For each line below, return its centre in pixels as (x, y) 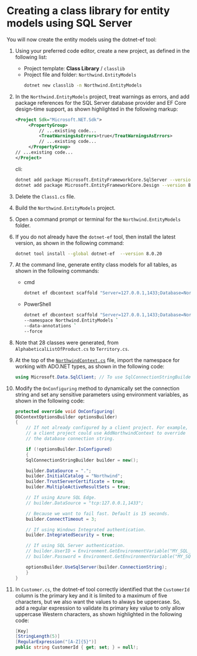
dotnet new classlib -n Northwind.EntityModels (83, 85)
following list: (31, 57)
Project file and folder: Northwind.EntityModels (80, 74)
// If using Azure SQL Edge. (61, 498)
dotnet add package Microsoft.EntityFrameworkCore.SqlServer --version (104, 180)
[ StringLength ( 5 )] (37, 637)
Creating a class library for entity (88, 11)
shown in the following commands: (57, 271)
